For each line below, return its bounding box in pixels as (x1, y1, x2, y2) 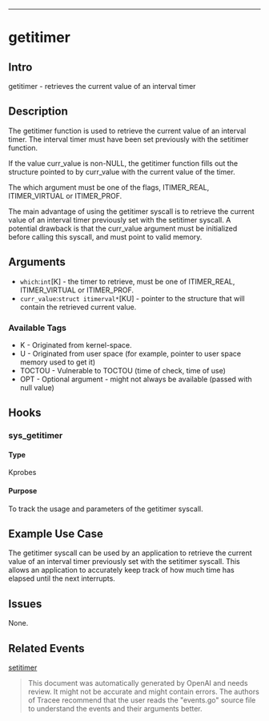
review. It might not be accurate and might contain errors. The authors (27, 687, 260, 697)
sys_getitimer (8, 430, 63, 441)
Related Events (8, 642, 85, 655)
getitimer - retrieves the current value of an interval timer (8, 82, 196, 91)
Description (8, 105, 68, 119)
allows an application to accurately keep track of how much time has (8, 566, 235, 575)
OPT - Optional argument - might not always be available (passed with (19, 374, 252, 384)
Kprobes (8, 468, 37, 477)
